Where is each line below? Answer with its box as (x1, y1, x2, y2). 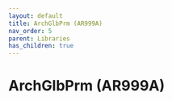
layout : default (8, 11, 63, 20)
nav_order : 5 (8, 27, 52, 35)
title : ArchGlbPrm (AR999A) (8, 19, 103, 27)
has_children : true (8, 42, 74, 50)
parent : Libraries (8, 34, 70, 43)
